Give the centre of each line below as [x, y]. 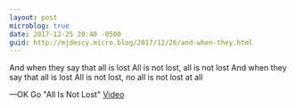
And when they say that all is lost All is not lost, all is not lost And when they [148, 68]
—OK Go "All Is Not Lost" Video [67, 95]
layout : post [33, 17]
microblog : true [39, 26]
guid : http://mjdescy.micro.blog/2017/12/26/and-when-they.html [131, 42]
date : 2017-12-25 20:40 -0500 [66, 34]
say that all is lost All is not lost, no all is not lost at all [106, 78]
